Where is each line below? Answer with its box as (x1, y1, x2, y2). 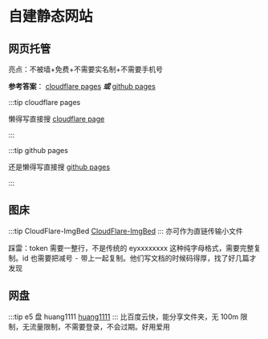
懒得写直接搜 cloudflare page (8, 114, 105, 123)
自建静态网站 (8, 7, 94, 26)
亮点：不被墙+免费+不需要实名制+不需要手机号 (8, 65, 163, 74)
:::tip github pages (8, 146, 68, 155)
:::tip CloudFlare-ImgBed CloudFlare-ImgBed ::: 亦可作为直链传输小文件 (8, 226, 243, 236)
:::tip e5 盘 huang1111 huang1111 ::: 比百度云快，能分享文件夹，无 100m (8, 312, 239, 321)
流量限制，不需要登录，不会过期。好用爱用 (29, 321, 170, 331)
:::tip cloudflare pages (8, 98, 81, 107)
